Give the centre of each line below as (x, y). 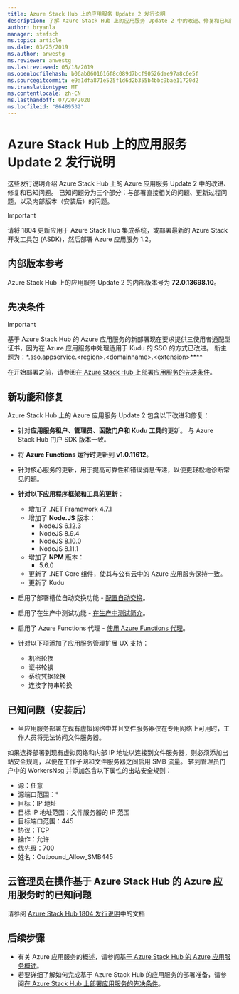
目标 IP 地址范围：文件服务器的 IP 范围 (74, 812)
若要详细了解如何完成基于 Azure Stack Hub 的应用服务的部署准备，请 (119, 974)
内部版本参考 (36, 264)
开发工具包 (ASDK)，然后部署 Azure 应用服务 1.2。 (81, 239)
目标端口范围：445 (46, 821)
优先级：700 (36, 848)
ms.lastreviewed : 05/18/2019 (51, 67)
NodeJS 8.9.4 (59, 534)
